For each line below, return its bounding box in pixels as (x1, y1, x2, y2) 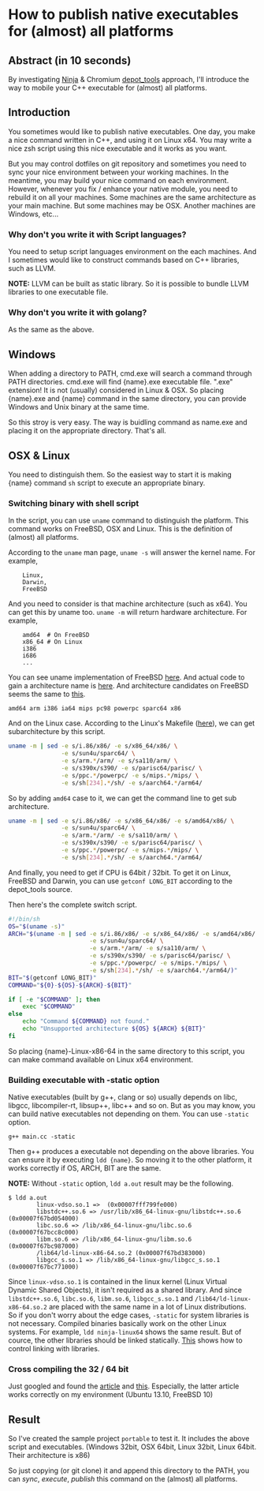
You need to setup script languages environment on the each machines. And (8, 247, 257, 257)
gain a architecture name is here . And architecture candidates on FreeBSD (8, 681, 250, 691)
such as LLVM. (8, 264, 57, 273)
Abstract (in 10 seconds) (8, 54, 132, 67)
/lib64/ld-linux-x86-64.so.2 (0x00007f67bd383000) (36, 1249, 206, 1257)
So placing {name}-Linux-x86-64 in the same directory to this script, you (8, 1046, 245, 1055)
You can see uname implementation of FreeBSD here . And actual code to (8, 672, 246, 682)
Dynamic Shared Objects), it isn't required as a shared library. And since (8, 1285, 243, 1295)
